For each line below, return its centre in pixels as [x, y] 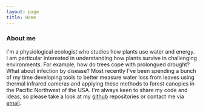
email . [14, 102]
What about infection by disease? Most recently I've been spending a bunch [101, 70]
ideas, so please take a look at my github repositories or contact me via [95, 96]
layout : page [23, 12]
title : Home [21, 17]
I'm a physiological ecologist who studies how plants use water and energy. [101, 51]
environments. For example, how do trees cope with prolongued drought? [98, 64]
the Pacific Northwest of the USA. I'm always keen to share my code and [97, 90]
